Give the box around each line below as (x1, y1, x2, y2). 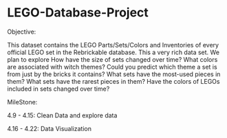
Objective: (7, 27, 36, 36)
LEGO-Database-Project (7, 5, 149, 21)
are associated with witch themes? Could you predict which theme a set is (7, 62, 218, 71)
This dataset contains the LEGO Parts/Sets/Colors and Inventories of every (7, 41, 219, 49)
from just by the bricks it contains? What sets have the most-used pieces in (7, 70, 221, 78)
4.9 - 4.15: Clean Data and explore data (7, 111, 118, 119)
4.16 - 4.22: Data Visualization (7, 124, 91, 133)
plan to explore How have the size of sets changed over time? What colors (7, 55, 218, 63)
